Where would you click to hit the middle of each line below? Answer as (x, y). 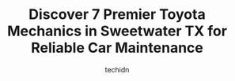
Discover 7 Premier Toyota (117, 15)
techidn (117, 69)
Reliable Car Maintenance (117, 48)
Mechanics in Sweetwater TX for (117, 31)
